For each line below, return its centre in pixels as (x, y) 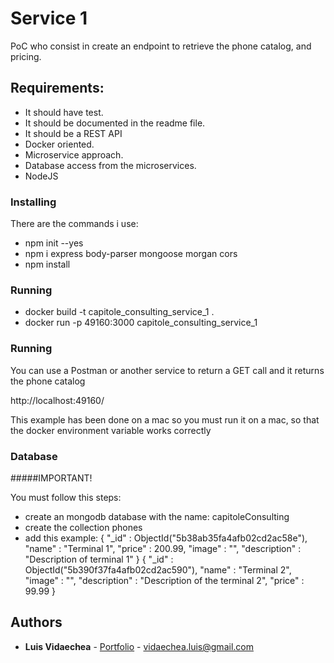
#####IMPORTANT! (51, 478)
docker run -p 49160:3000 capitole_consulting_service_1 (141, 323)
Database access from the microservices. (110, 165)
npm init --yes (54, 243)
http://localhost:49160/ (57, 400)
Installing (33, 202)
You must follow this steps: (66, 497)
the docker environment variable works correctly (111, 430)
